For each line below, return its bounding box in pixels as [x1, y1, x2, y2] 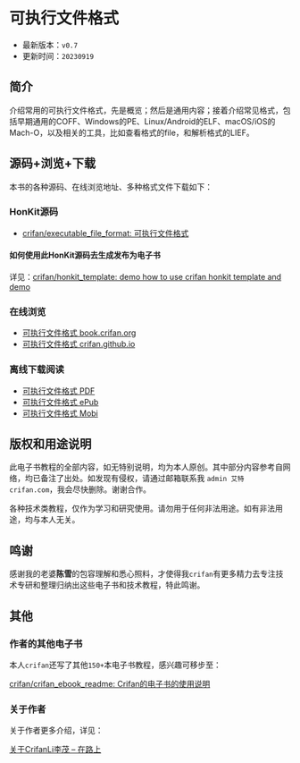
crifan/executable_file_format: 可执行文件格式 [21, 227, 189, 238]
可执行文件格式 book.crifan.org [21, 327, 137, 338]
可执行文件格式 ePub [21, 396, 99, 407]
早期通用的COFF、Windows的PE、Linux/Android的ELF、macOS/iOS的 [16, 115, 276, 126]
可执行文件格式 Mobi [21, 408, 98, 419]
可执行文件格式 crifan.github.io [21, 339, 136, 350]
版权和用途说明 [9, 437, 92, 452]
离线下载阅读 [9, 363, 65, 376]
